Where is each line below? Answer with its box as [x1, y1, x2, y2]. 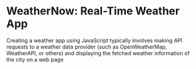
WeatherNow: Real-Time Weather [6, 4, 180, 18]
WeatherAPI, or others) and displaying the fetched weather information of [6, 49, 190, 56]
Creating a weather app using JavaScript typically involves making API [6, 37, 183, 44]
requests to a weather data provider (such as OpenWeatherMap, [6, 43, 167, 50]
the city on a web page [6, 56, 64, 63]
